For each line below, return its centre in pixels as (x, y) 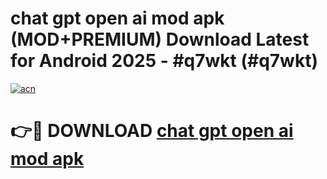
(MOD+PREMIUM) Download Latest (160, 39)
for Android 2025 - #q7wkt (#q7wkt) (164, 61)
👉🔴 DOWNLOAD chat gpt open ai (152, 131)
